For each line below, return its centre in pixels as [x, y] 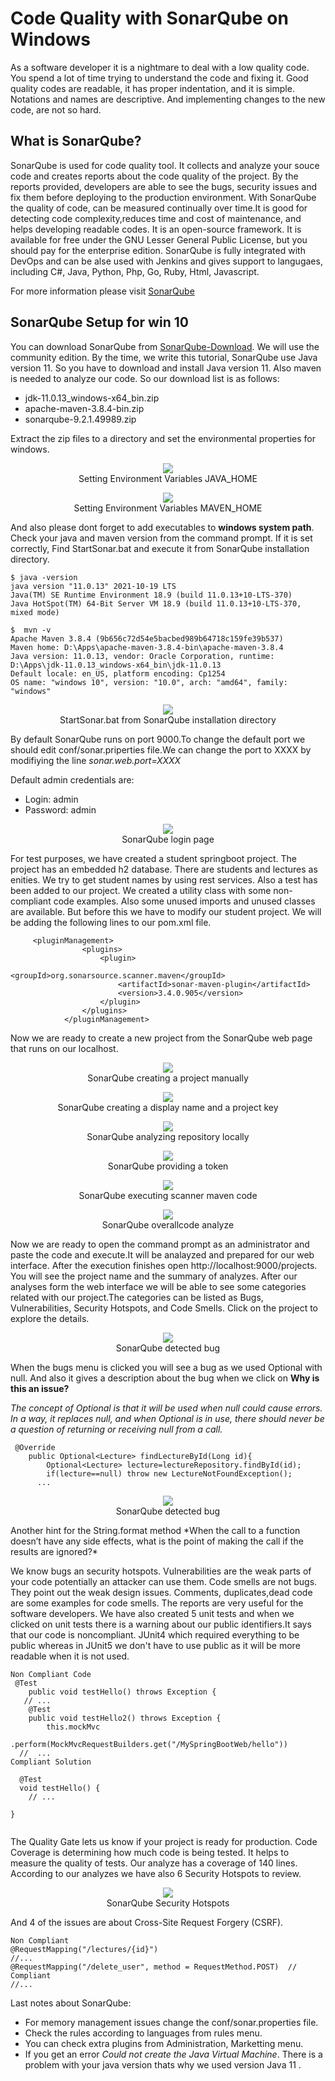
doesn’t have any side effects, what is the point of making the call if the [157, 1541]
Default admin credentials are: [72, 779]
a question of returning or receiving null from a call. [116, 1429]
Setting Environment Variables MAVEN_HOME [168, 508]
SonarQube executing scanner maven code [168, 1195]
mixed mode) [35, 612]
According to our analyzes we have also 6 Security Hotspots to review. [156, 1873]
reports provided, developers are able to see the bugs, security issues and [164, 186]
